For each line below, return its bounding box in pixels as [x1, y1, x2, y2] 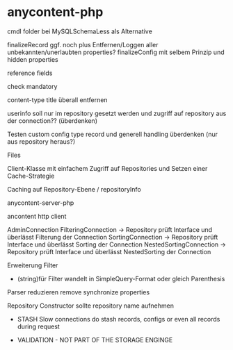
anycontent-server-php [7, 199, 74, 207]
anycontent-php [7, 4, 104, 20]
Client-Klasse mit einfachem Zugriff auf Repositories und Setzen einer [7, 164, 208, 172]
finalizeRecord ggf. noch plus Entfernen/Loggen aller [7, 40, 159, 49]
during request [17, 322, 61, 331]
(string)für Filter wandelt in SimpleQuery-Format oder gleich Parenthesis [17, 274, 225, 283]
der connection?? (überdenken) [7, 116, 97, 125]
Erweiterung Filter [7, 261, 58, 269]
